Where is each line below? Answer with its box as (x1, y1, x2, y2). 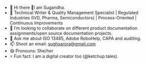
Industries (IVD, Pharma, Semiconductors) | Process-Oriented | (9, 15, 137, 20)
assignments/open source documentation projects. (9, 31, 113, 36)
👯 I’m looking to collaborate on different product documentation (9, 25, 138, 31)
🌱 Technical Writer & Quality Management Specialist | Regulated (9, 10, 139, 16)
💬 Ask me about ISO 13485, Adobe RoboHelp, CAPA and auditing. (9, 35, 142, 41)
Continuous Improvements (9, 20, 63, 26)
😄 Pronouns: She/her (9, 48, 54, 53)
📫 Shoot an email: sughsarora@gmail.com (9, 41, 96, 47)
